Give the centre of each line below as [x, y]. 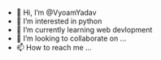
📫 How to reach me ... [54, 47]
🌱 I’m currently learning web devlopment [84, 30]
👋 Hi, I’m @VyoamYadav [56, 13]
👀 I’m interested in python [59, 21]
